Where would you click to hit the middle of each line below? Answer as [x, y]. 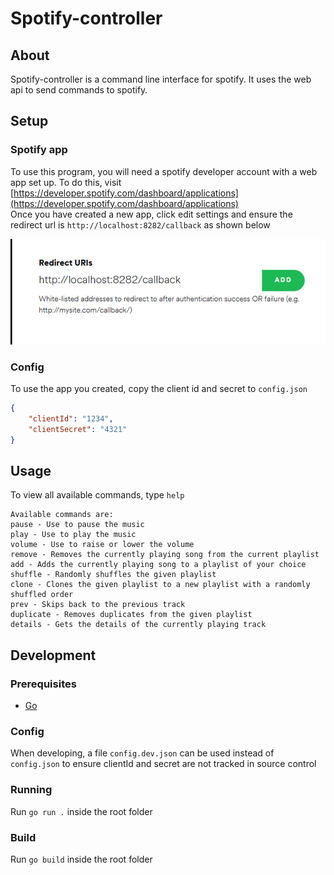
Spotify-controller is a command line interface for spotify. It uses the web [161, 79]
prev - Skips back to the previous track [98, 605]
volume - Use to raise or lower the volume [102, 545]
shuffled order [42, 595]
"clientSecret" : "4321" [78, 429]
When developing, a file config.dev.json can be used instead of [142, 753]
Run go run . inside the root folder [81, 811]
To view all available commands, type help [97, 495]
